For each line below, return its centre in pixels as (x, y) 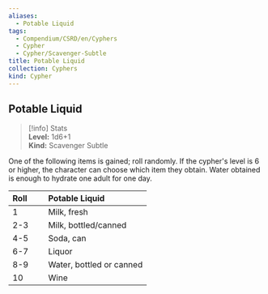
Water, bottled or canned (96, 265)
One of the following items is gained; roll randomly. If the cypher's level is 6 (134, 161)
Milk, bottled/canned (87, 225)
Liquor (60, 252)
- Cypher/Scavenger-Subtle (61, 53)
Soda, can (67, 238)
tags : (17, 31)
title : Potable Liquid (47, 62)
